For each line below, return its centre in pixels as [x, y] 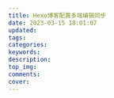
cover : [19, 81]
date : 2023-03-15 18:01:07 [53, 23]
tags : [17, 38]
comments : [25, 74]
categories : [28, 45]
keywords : [25, 52]
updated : [23, 30]
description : [30, 60]
